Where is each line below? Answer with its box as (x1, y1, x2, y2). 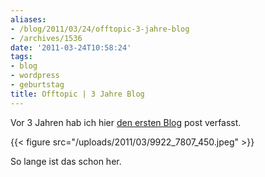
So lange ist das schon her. (10, 155, 122, 167)
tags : (10, 52, 33, 62)
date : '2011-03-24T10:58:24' (10, 42, 132, 53)
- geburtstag (10, 80, 65, 90)
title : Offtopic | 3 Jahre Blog (10, 89, 145, 99)
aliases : (10, 14, 47, 25)
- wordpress (10, 71, 60, 81)
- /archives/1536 (10, 33, 83, 43)
